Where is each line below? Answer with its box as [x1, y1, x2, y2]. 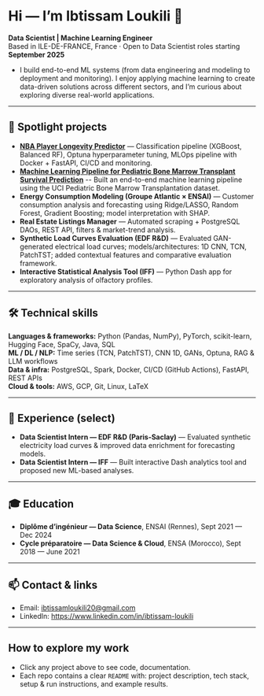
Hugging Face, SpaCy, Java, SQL [8, 339, 115, 349]
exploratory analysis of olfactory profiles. [19, 275, 153, 284]
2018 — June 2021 [19, 547, 80, 557]
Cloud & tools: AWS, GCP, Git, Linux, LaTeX [8, 381, 149, 391]
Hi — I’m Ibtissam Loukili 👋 [8, 7, 183, 25]
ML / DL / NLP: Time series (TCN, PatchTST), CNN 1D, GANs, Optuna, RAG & [8, 348, 255, 357]
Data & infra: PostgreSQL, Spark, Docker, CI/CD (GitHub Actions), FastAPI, [8, 365, 250, 374]
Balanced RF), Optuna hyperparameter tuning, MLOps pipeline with [19, 150, 237, 159]
